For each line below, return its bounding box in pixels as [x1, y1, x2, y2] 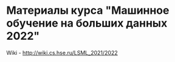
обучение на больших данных [6, 16, 168, 30]
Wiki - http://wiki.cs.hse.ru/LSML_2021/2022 [6, 49, 118, 56]
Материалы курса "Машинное [6, 4, 170, 17]
